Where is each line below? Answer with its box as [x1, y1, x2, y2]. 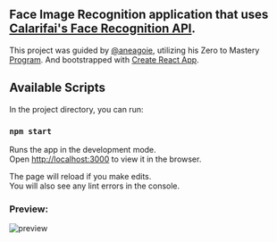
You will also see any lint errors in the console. [9, 180, 180, 191]
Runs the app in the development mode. [9, 144, 156, 154]
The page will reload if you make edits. [9, 171, 152, 181]
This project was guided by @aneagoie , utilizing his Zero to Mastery [9, 45, 260, 55]
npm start [9, 126, 52, 137]
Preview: [9, 203, 49, 215]
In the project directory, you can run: [9, 104, 144, 114]
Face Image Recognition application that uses [9, 7, 269, 22]
